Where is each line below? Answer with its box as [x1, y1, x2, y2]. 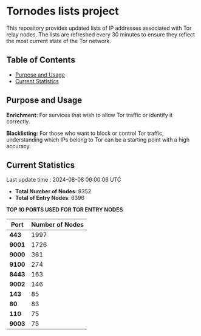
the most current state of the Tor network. [6, 37, 111, 44]
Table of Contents [6, 55, 76, 65]
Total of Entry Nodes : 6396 [15, 194, 85, 202]
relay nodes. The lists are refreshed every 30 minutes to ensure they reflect [6, 30, 196, 38]
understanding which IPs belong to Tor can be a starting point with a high [6, 135, 190, 143]
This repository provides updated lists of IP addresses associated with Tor [6, 24, 192, 32]
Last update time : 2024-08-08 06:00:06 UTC [6, 176, 121, 183]
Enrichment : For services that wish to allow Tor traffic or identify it [6, 111, 173, 118]
